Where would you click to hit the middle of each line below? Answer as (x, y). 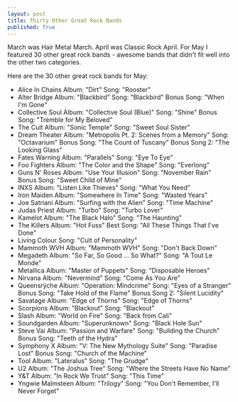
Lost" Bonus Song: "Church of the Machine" (82, 353)
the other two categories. (44, 62)
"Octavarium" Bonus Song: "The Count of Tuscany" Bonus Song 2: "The (123, 143)
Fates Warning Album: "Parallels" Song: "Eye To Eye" (95, 157)
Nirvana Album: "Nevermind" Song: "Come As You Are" (99, 278)
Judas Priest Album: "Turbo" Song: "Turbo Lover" (90, 211)
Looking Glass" (40, 150)
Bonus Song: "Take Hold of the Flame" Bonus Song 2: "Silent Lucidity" (120, 293)
